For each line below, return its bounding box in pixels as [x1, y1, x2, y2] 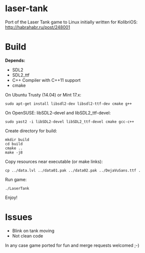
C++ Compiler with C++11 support [12, 77, 81, 83]
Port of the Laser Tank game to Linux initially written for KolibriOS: [5, 19, 138, 25]
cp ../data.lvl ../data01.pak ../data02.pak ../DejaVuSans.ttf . [5, 168, 141, 173]
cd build [5, 141, 23, 146]
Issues [5, 212, 33, 223]
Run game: [5, 176, 27, 182]
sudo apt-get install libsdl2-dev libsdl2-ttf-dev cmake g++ [5, 101, 132, 106]
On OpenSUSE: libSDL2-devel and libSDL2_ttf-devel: [5, 110, 111, 116]
